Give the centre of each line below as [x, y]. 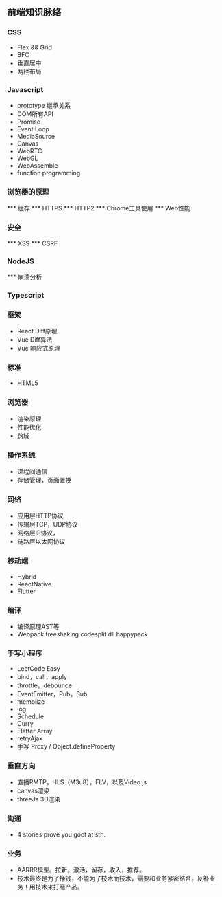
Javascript [25, 89]
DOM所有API [35, 114]
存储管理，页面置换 [44, 480]
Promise [29, 122]
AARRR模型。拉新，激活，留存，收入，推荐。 [81, 870]
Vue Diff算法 [35, 340]
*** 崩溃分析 [25, 276]
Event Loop [33, 129]
